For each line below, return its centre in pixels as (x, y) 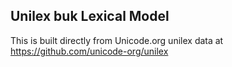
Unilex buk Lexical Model (90, 16)
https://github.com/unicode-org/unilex (89, 51)
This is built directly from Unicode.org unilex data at (117, 40)
